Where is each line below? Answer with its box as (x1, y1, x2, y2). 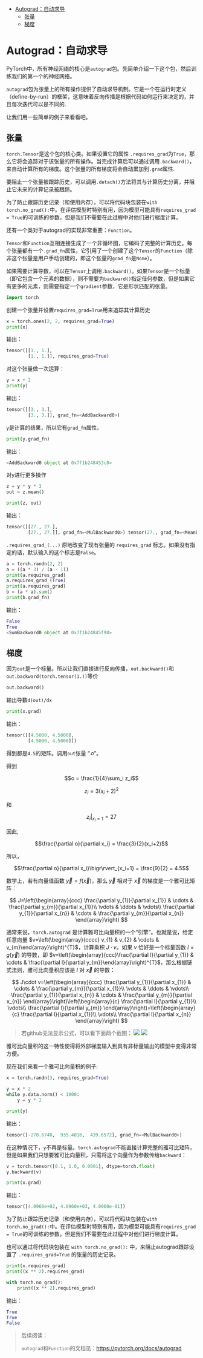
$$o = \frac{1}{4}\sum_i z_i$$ (64, 774, 139, 782)
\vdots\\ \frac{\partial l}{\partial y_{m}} (7, 1004, 103, 1012)
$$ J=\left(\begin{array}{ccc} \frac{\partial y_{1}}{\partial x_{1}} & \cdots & (9, 897, 194, 904)
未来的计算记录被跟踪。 (16, 185, 76, 192)
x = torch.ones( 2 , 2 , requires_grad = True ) (6, 318, 115, 324)
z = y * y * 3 (6, 484, 42, 490)
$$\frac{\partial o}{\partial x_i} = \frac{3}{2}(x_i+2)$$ (34, 840, 169, 847)
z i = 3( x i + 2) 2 (84, 786, 119, 796)
